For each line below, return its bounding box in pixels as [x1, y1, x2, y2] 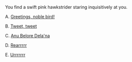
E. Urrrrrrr [5, 52, 26, 58]
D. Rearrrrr [5, 42, 27, 48]
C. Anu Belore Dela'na [5, 33, 50, 38]
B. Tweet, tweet [5, 23, 37, 29]
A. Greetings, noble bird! [5, 14, 55, 19]
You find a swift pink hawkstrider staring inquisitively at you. [5, 4, 128, 10]
